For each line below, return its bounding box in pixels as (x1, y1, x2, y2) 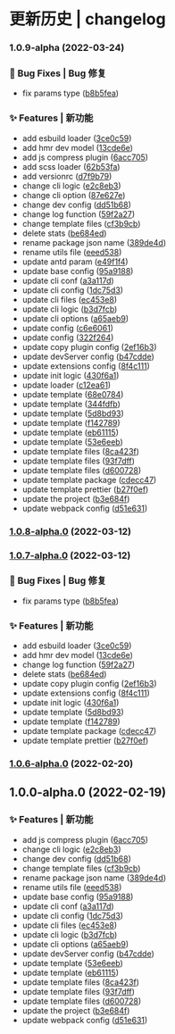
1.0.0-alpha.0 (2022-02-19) (9, 785, 167, 800)
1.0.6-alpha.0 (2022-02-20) (9, 757, 134, 770)
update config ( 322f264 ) (21, 332, 114, 343)
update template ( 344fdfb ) (21, 398, 121, 409)
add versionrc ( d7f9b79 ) (21, 171, 112, 181)
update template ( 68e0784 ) (21, 388, 124, 399)
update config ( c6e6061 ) (21, 322, 114, 333)
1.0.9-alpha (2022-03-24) (9, 42, 125, 54)
